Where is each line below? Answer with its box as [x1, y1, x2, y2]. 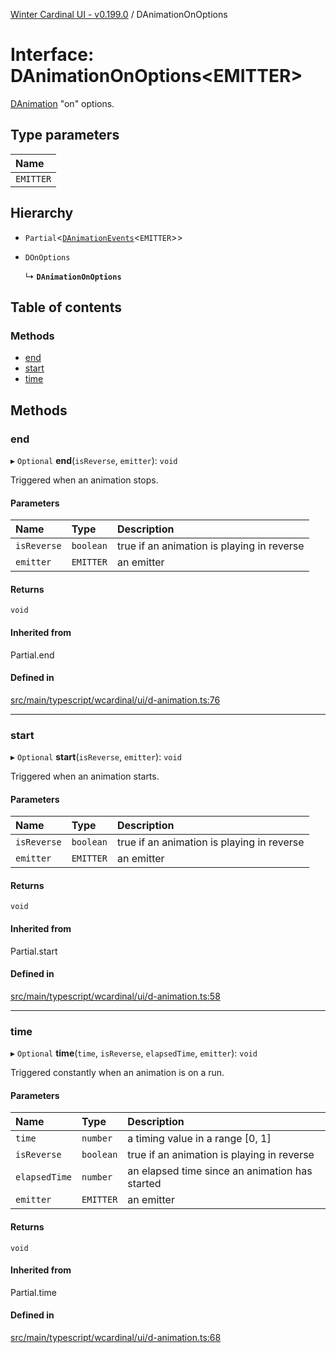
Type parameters [10, 127, 120, 144]
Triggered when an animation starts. [10, 770, 160, 783]
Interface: [10, 44, 95, 66]
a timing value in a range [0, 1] [127, 1132, 272, 1146]
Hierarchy [10, 205, 74, 222]
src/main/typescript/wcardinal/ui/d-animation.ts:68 [10, 1331, 222, 1343]
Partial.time [10, 1286, 57, 1298]
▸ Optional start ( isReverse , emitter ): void [10, 751, 182, 763]
